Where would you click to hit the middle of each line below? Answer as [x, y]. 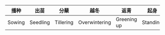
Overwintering [95, 22]
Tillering [64, 22]
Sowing [16, 22]
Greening [126, 19]
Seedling [40, 22]
